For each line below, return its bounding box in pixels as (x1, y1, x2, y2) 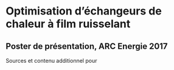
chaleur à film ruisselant (5, 17, 131, 31)
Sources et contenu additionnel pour (5, 57, 97, 64)
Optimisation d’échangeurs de (5, 4, 162, 18)
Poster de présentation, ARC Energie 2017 (5, 41, 168, 51)
